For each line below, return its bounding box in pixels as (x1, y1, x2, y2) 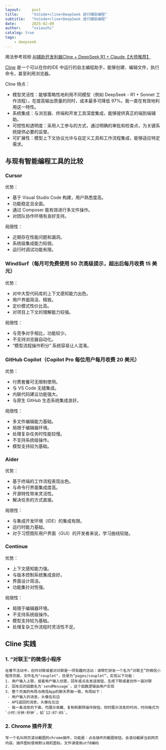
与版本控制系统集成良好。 (12, 572, 65, 577)
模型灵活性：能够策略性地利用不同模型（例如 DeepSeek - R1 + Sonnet (12, 91, 155, 97)
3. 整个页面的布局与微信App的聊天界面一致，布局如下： (5, 690, 104, 694)
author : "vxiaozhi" (5, 26, 55, 31)
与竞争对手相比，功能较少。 (12, 330, 69, 336)
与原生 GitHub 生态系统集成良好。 (12, 398, 82, 404)
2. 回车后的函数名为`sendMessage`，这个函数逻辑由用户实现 (5, 684, 115, 689)
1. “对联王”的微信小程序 (5, 655, 61, 662)
